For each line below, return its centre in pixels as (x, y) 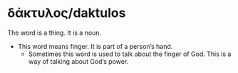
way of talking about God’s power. (78, 61)
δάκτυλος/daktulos (67, 13)
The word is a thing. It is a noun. (55, 33)
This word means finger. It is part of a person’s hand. (95, 46)
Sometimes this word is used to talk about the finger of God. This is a (130, 54)
